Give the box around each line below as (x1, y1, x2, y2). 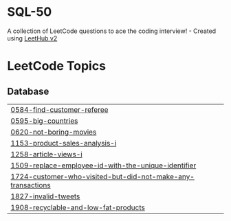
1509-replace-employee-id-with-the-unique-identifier (10, 161, 197, 170)
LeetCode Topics (7, 58, 107, 74)
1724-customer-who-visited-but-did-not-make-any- (10, 172, 195, 181)
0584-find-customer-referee (10, 104, 109, 114)
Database (7, 85, 49, 97)
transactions (10, 180, 51, 189)
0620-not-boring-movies (10, 127, 97, 137)
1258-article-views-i (10, 149, 82, 159)
